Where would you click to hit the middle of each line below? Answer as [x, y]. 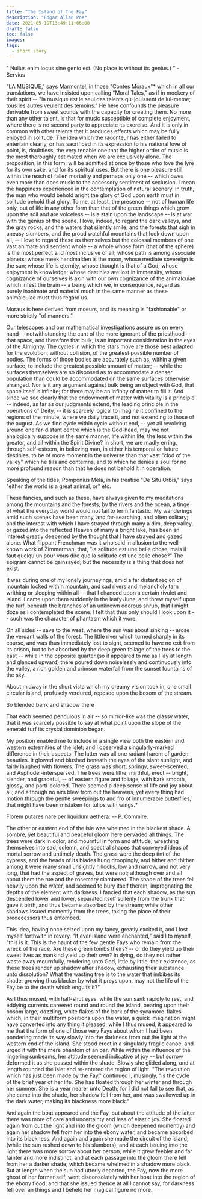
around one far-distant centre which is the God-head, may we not [88, 430]
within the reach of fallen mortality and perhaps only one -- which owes [95, 176]
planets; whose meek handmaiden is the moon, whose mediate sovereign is [100, 259]
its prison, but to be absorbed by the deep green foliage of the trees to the [98, 649]
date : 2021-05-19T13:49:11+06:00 [48, 23]
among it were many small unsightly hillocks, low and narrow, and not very [98, 866]
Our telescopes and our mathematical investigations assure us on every [95, 327]
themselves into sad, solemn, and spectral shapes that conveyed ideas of [97, 847]
